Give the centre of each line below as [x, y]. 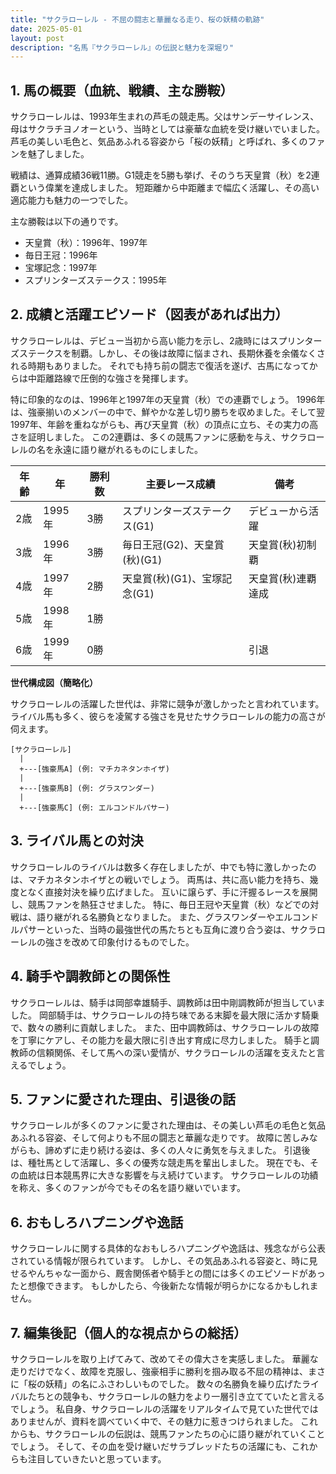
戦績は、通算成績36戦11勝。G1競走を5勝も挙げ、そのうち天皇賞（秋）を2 [161, 175]
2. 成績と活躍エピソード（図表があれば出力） [149, 314]
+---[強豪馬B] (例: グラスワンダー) [87, 788]
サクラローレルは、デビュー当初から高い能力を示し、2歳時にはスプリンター [166, 340]
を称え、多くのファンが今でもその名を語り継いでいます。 [128, 1188]
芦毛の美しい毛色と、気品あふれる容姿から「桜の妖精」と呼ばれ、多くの [159, 142]
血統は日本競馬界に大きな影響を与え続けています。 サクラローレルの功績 [168, 1175]
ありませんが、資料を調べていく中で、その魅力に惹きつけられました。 [154, 1421]
